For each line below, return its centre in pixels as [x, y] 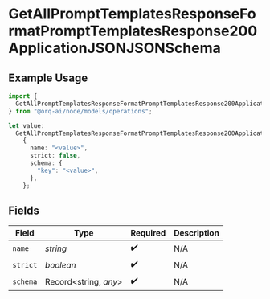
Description [196, 233]
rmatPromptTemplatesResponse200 [133, 31]
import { [23, 96]
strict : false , [55, 156]
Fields [24, 210]
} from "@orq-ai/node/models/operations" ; [80, 111]
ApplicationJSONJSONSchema [115, 48]
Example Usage [48, 78]
